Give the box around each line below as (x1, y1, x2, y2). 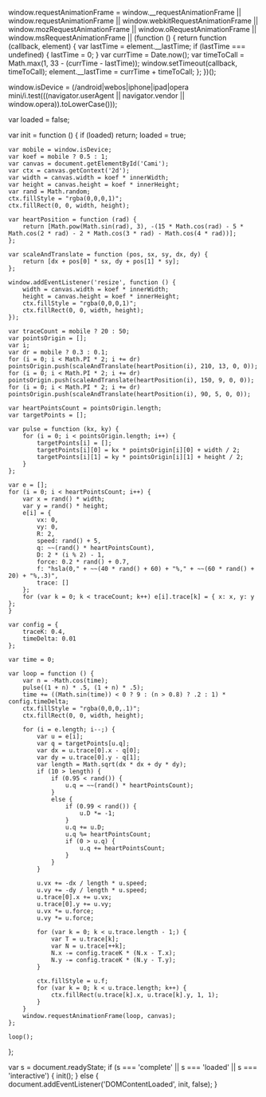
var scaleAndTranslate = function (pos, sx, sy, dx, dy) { (8, 251, 209, 259)
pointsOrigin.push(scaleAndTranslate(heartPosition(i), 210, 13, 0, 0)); (8, 362, 259, 370)
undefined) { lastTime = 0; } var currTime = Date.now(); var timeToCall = (8, 50, 244, 59)
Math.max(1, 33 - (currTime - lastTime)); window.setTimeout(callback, (8, 58, 237, 68)
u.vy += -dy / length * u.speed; (37, 886, 148, 894)
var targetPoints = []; (8, 411, 88, 419)
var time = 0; (8, 655, 56, 663)
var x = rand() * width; (22, 495, 105, 503)
